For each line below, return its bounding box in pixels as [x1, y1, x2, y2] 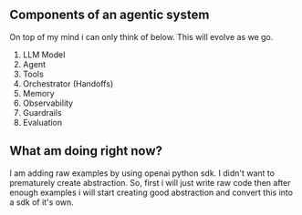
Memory [22, 87, 55, 98]
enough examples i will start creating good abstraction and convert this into [9, 187, 294, 198]
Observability [22, 97, 74, 108]
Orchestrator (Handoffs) [22, 77, 114, 89]
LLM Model [22, 49, 66, 60]
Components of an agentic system [9, 7, 210, 23]
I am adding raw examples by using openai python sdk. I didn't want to [9, 168, 276, 179]
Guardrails [22, 107, 62, 118]
